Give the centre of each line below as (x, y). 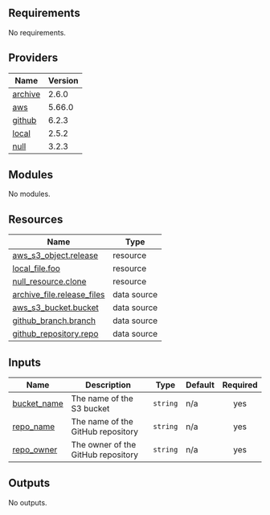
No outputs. (28, 502)
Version (63, 80)
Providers (33, 58)
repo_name (34, 427)
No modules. (29, 194)
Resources (36, 219)
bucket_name (38, 403)
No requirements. (37, 32)
